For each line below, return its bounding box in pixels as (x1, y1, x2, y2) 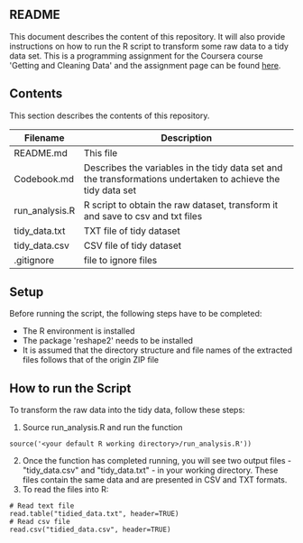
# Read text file (9, 502, 75, 511)
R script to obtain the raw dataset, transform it (83, 198, 279, 211)
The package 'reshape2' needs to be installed (22, 336, 194, 346)
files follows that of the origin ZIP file (22, 354, 160, 365)
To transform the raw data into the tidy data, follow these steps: (9, 405, 245, 416)
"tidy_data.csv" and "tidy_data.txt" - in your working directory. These (22, 465, 279, 476)
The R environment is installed (22, 326, 135, 336)
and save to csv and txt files (83, 209, 203, 222)
